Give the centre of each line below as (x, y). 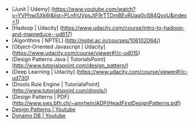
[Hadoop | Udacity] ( (37, 28)
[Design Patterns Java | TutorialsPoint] (58, 59)
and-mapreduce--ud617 (41, 34)
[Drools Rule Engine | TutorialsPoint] (56, 84)
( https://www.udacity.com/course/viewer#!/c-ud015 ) (76, 53)
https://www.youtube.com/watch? (94, 9)
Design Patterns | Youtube (44, 109)
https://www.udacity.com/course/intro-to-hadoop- (123, 28)
